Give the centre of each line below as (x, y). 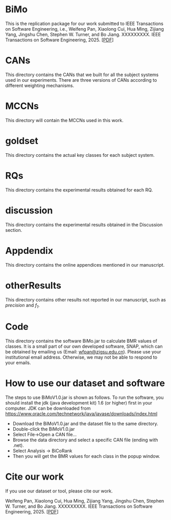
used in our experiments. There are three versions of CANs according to (81, 80)
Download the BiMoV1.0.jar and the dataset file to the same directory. (85, 424)
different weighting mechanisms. (40, 85)
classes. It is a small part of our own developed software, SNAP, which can (84, 346)
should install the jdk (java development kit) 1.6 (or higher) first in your (79, 403)
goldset (22, 141)
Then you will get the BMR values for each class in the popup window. (86, 456)
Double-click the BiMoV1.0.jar (44, 429)
